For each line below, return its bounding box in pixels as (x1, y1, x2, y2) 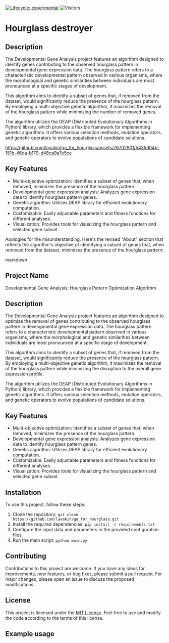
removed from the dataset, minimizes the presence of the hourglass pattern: (5, 247, 164, 253)
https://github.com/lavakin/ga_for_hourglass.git (12, 517, 120, 522)
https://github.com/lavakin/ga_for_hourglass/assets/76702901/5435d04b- (5, 145, 160, 150)
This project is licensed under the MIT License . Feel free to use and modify (5, 610, 161, 616)
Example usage (5, 630, 54, 638)
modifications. (5, 581, 35, 587)
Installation (5, 488, 41, 497)
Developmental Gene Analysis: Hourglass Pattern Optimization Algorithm (5, 285, 156, 291)
